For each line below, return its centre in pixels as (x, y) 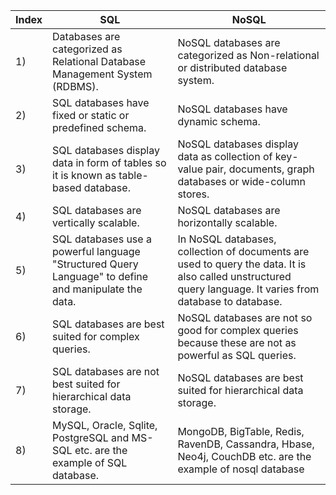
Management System (102, 74)
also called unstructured (234, 276)
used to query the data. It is (242, 264)
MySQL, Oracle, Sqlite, (105, 425)
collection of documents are (243, 251)
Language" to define (100, 276)
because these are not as (237, 342)
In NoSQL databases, (227, 239)
